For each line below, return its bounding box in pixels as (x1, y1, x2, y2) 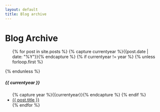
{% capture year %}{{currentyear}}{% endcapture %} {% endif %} (12, 92, 146, 98)
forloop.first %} (12, 59, 43, 65)
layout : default (5, 7, 38, 12)
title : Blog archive (5, 12, 47, 17)
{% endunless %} (5, 69, 40, 75)
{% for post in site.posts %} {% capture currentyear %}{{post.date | (12, 49, 149, 55)
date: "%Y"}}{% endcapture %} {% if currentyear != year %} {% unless (12, 54, 156, 60)
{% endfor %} (12, 102, 40, 108)
